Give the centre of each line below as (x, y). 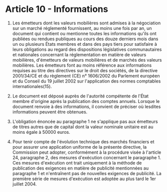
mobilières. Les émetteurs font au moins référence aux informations (82, 65)
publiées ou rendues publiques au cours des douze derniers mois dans (85, 39)
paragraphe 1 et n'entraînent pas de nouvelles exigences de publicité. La (87, 173)
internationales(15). (32, 86)
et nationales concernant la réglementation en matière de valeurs (79, 54)
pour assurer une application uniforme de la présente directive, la (80, 147)
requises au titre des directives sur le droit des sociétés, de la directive (85, 70)
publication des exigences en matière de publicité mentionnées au (80, 168)
